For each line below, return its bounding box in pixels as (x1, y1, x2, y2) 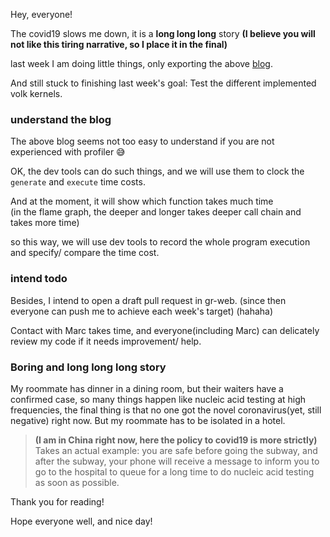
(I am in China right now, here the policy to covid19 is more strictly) (34, 434, 318, 446)
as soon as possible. (34, 476, 120, 488)
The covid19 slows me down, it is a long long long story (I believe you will (10, 28, 316, 39)
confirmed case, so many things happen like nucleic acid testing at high (10, 393, 307, 405)
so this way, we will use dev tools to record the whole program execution (10, 236, 311, 248)
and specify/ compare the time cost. (10, 247, 160, 259)
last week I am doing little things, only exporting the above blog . (10, 58, 273, 69)
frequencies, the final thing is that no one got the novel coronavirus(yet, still (10, 404, 322, 416)
